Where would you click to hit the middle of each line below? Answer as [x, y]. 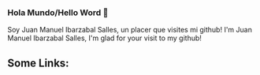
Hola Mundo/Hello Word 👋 [58, 13]
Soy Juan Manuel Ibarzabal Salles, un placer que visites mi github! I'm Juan [130, 30]
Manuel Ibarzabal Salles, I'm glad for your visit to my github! [105, 38]
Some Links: [38, 63]
